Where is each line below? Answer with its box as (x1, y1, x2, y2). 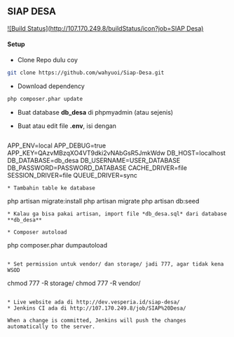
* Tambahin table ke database (7, 185, 96, 192)
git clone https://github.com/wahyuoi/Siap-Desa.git (7, 69, 165, 76)
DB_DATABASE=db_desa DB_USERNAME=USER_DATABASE (7, 156, 181, 164)
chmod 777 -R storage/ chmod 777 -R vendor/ (7, 279, 142, 287)
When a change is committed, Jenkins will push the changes (7, 317, 187, 324)
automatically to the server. (7, 323, 96, 330)
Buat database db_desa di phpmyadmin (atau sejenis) (17, 108, 174, 116)
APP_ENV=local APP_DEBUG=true (7, 141, 106, 150)
